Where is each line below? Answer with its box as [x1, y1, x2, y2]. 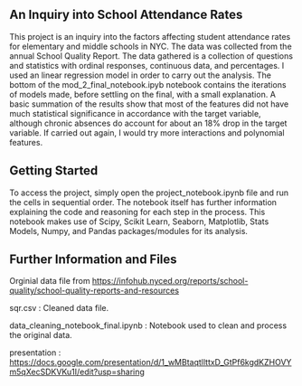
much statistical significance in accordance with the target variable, [9, 108, 261, 118]
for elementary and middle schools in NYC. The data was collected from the [9, 41, 292, 52]
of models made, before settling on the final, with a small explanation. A [9, 89, 276, 99]
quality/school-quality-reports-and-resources [9, 285, 179, 297]
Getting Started [9, 163, 99, 179]
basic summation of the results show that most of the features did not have [9, 99, 289, 109]
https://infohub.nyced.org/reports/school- [91, 276, 249, 287]
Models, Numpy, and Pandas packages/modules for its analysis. [9, 225, 249, 236]
